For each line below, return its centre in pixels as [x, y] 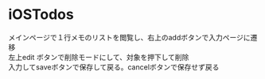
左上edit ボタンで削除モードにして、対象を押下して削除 [99, 57]
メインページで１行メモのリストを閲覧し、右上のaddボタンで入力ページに [129, 37]
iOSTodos [41, 15]
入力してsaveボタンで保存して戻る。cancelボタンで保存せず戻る [114, 67]
